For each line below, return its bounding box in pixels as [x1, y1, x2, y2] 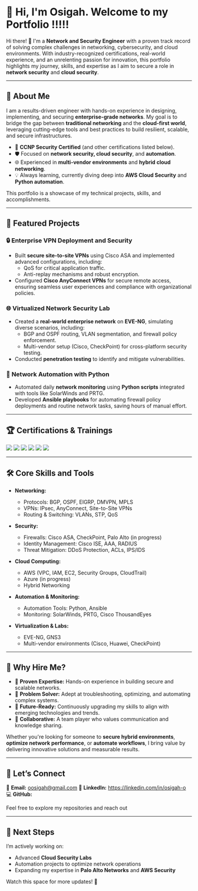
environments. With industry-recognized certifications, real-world [6, 50, 166, 57]
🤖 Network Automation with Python [6, 370, 110, 378]
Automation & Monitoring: [14, 593, 80, 600]
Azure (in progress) [23, 575, 71, 583]
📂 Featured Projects [6, 218, 80, 229]
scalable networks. [14, 684, 61, 692]
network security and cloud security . [6, 68, 99, 75]
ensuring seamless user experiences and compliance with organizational [14, 283, 192, 291]
